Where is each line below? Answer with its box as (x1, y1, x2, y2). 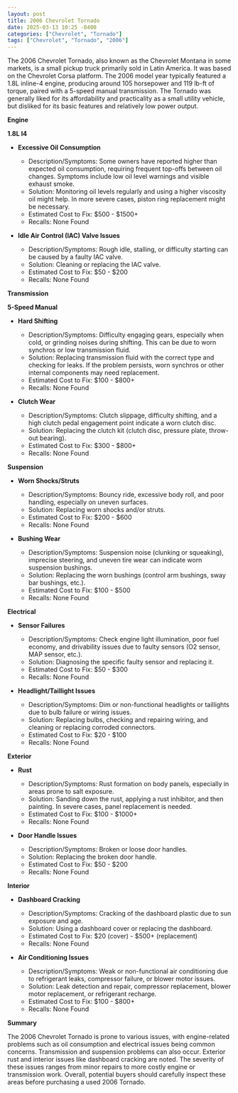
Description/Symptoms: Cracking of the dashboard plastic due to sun (28, 909, 232, 918)
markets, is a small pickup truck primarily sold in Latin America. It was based (7, 64, 232, 73)
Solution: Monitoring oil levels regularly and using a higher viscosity (28, 187, 227, 196)
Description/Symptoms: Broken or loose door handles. (28, 845, 188, 854)
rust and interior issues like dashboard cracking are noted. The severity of (7, 1055, 224, 1064)
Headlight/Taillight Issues (17, 686, 96, 695)
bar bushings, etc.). (28, 578, 86, 587)
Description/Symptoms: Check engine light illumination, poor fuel (28, 635, 220, 644)
